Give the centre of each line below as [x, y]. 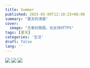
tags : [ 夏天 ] [18, 33]
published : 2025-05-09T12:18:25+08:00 [45, 14]
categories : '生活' [24, 37]
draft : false [19, 42]
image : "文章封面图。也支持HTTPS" [42, 28]
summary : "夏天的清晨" [27, 19]
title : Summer [20, 10]
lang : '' [14, 46]
